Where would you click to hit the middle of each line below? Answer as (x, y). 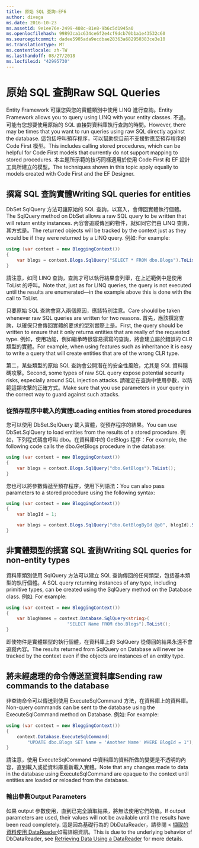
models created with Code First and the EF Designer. (70, 174)
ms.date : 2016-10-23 (32, 23)
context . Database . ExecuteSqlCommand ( (63, 736)
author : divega (25, 17)
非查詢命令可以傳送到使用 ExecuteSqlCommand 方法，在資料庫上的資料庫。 (99, 700)
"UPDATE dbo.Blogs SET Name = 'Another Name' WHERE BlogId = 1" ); (111, 742)
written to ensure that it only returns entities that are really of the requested (98, 332)
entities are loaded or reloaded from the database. (68, 780)
